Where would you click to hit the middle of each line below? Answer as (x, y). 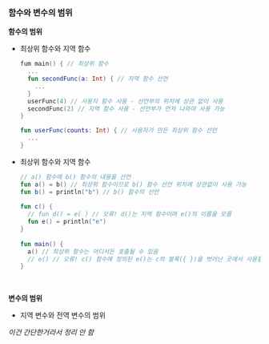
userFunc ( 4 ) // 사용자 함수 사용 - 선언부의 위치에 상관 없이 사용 (125, 101)
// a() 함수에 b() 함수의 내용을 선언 (75, 177)
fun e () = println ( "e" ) (67, 222)
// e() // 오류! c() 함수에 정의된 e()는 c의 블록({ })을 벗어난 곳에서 (135, 259)
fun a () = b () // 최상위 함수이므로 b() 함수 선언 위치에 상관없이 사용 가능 (133, 184)
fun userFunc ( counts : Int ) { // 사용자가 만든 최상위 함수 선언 (118, 131)
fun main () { (42, 244)
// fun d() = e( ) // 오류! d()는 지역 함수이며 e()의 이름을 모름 (130, 214)
